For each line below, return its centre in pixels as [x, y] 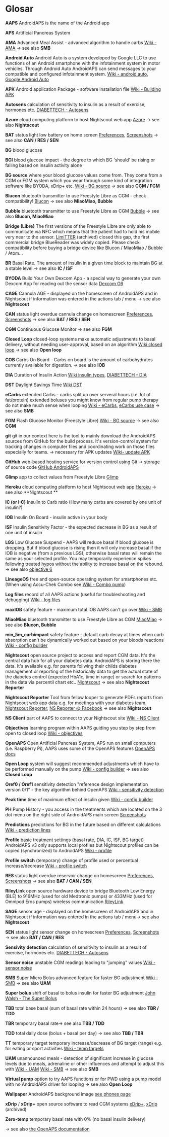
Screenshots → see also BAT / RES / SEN [48, 319]
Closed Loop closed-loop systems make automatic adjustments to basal [80, 339]
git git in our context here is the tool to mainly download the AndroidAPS [80, 436]
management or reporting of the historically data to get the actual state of [81, 671]
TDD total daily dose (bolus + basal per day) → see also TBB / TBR [74, 1033]
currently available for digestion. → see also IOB [55, 365]
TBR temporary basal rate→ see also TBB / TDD [55, 1023]
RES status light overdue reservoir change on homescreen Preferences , [80, 875]
